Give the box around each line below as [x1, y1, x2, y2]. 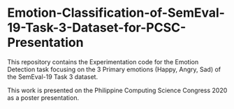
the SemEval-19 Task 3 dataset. [7, 72, 98, 81]
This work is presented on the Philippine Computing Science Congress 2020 [7, 86, 228, 94]
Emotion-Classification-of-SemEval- [7, 5, 226, 21]
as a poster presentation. [7, 93, 79, 102]
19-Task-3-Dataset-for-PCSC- [7, 20, 187, 36]
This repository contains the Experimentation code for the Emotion [7, 57, 199, 66]
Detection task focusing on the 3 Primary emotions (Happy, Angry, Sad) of [7, 65, 221, 73]
